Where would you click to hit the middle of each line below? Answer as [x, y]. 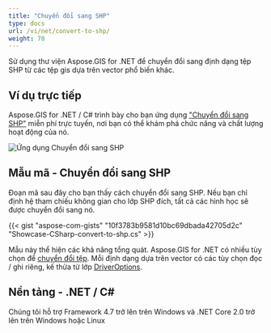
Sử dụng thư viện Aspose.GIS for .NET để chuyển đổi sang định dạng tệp [130, 61]
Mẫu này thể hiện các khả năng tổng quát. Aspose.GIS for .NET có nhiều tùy [135, 249]
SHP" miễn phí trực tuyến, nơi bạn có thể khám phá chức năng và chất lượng [136, 124]
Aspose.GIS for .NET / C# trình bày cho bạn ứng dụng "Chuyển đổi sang [129, 115]
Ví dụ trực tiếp [45, 95]
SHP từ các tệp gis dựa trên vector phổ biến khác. [92, 70]
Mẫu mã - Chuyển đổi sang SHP [90, 173]
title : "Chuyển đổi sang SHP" [59, 16]
